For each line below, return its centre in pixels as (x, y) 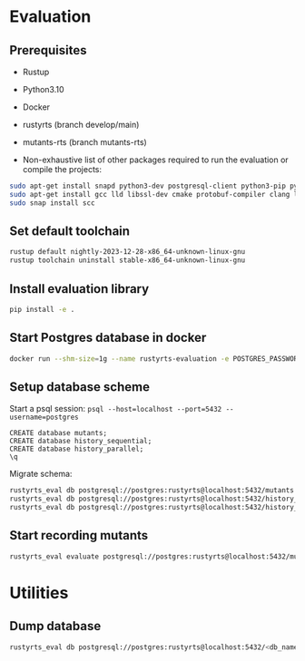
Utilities (39, 593)
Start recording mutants (79, 535)
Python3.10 (44, 89)
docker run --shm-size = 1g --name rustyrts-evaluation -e (119, 359)
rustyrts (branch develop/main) (81, 125)
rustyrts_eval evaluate (54, 556)
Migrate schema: (41, 474)
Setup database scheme (79, 387)
